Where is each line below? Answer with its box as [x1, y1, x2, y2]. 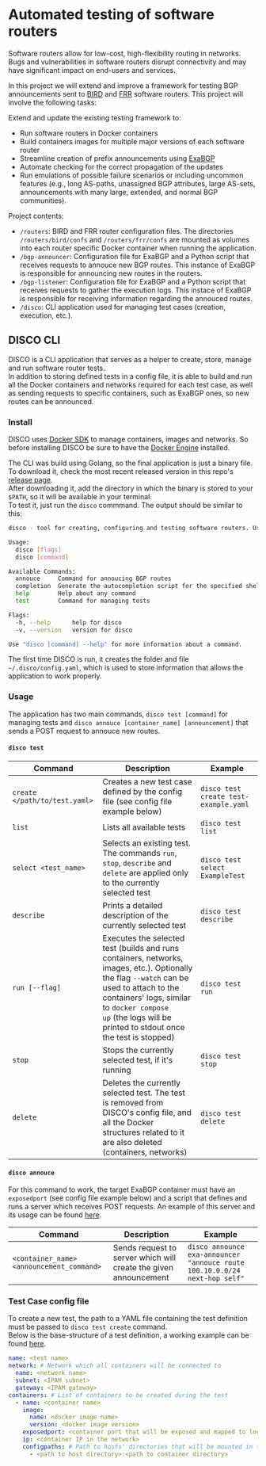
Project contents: [8, 211, 64, 220]
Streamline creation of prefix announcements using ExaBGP [19, 153, 215, 163]
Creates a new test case [102, 776, 192, 787]
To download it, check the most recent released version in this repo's [8, 467, 234, 476]
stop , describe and [102, 857, 172, 869]
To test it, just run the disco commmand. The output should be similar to [8, 501, 243, 510]
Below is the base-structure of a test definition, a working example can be [8, 1330, 249, 1340]
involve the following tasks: [8, 97, 97, 107]
